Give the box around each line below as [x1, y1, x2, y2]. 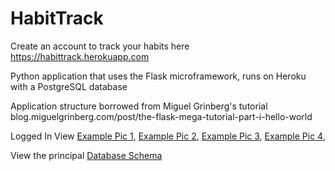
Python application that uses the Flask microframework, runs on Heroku [10, 70, 307, 82]
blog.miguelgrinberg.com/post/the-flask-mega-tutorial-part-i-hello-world [10, 110, 313, 122]
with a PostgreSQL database [10, 80, 128, 92]
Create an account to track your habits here [10, 40, 190, 52]
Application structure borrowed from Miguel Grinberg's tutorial [10, 100, 268, 112]
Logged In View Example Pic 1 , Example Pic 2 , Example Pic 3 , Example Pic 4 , [10, 130, 326, 142]
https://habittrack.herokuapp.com [10, 50, 150, 62]
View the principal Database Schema [10, 149, 163, 161]
